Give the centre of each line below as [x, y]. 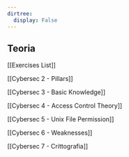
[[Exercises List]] [31, 65]
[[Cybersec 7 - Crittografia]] [48, 147]
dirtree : [20, 14]
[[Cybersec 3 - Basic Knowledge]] [56, 92]
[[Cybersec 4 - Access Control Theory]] [65, 106]
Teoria [22, 48]
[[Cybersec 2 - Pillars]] [40, 79]
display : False [36, 20]
